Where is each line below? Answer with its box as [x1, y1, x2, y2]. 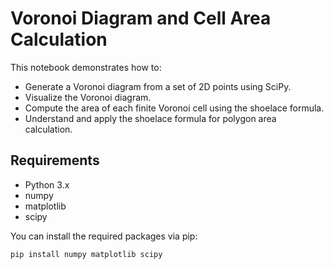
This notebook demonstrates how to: [10, 61, 162, 73]
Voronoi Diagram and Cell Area [10, 7, 272, 30]
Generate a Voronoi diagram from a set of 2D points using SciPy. [24, 80, 292, 92]
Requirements [10, 152, 100, 169]
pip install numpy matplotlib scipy [10, 249, 163, 259]
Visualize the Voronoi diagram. [24, 91, 152, 103]
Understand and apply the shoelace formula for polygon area [24, 112, 277, 124]
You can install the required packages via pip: [10, 230, 198, 242]
